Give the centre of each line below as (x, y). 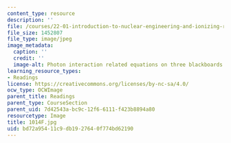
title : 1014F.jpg (32, 122)
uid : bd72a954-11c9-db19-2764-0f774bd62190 (70, 129)
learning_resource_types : (44, 71)
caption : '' (31, 52)
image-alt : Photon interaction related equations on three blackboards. (120, 65)
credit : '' (29, 58)
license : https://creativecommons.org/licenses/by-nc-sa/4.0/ (98, 84)
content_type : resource (41, 13)
